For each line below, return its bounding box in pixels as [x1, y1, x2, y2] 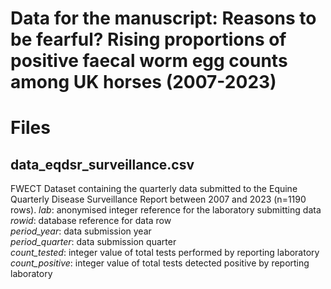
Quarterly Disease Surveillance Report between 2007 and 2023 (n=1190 [10, 193, 307, 206]
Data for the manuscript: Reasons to [10, 7, 317, 30]
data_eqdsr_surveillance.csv [10, 156, 195, 173]
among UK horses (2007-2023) [10, 71, 277, 94]
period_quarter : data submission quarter [10, 236, 177, 248]
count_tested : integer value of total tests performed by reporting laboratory [10, 247, 320, 259]
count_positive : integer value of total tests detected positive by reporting [10, 257, 310, 269]
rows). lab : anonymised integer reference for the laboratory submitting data [10, 204, 322, 216]
